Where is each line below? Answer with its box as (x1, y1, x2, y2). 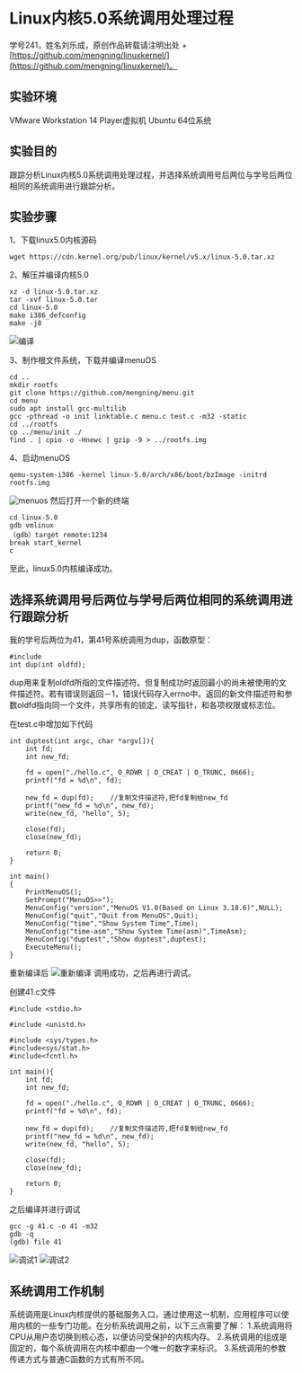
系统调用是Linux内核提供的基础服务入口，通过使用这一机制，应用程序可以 (9, 1309, 281, 1319)
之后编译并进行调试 (9, 1204, 81, 1215)
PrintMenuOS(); (25, 888, 83, 897)
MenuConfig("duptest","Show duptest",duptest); (25, 935, 207, 944)
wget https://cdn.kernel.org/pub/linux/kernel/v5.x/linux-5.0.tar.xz (9, 252, 276, 261)
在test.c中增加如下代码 (9, 719, 93, 730)
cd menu (9, 396, 39, 405)
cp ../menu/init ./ (9, 428, 83, 437)
